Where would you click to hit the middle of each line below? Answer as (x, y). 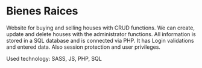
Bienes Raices (42, 11)
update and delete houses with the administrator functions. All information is (101, 34)
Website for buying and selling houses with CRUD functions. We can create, (100, 28)
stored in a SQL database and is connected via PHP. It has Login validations (100, 40)
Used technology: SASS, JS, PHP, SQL (54, 58)
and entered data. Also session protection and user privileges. (84, 47)
